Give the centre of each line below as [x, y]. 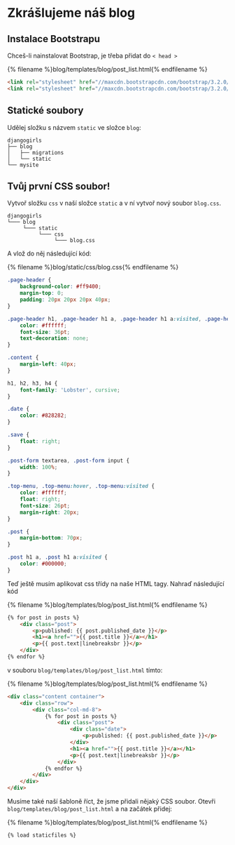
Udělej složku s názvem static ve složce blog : [74, 127]
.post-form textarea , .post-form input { [69, 460]
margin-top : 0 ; [42, 293]
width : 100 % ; [39, 467]
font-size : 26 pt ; [45, 506]
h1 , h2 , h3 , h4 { [33, 383]
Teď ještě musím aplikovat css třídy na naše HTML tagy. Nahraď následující [116, 583]
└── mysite [23, 165]
